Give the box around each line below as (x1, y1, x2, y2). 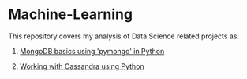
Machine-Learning (8, 5, 133, 23)
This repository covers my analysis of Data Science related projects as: (8, 31, 239, 41)
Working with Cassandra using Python (19, 61, 144, 71)
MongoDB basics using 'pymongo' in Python (19, 46, 165, 56)
